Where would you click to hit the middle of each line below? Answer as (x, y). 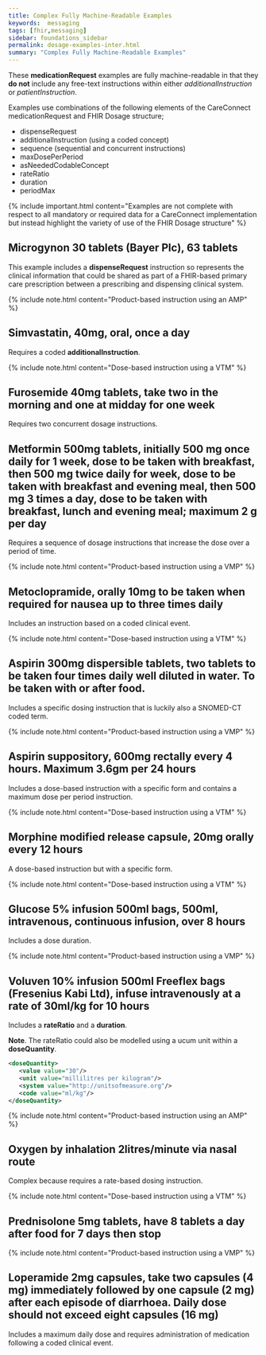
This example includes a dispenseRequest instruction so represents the (126, 267)
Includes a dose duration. (50, 940)
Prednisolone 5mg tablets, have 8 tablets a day (127, 1221)
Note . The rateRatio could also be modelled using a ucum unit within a (123, 1041)
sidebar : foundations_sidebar (58, 38)
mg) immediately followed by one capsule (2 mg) (131, 1290)
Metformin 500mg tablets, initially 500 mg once (129, 449)
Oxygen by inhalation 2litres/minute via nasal (123, 1149)
